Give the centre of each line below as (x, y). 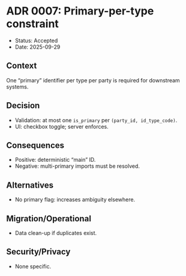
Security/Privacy (38, 252)
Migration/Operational (49, 219)
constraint (32, 24)
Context (22, 66)
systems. (17, 87)
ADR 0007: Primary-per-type (80, 11)
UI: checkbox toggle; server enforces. (62, 126)
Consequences (35, 145)
